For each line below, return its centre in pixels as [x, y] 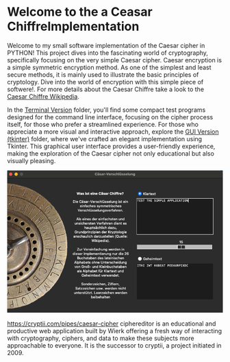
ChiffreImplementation [73, 26]
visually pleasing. [31, 160]
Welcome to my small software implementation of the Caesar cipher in [106, 45]
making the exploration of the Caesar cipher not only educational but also [111, 153]
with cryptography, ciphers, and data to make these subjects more [101, 338]
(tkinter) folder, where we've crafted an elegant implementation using [105, 138]
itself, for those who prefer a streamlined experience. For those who [103, 124]
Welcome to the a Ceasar [80, 12]
